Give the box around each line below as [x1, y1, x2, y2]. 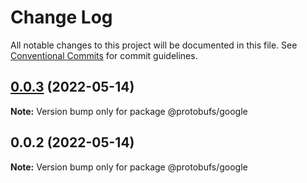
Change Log [10, 6, 113, 29]
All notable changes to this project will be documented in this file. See [10, 39, 298, 51]
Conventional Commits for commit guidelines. [10, 49, 198, 61]
